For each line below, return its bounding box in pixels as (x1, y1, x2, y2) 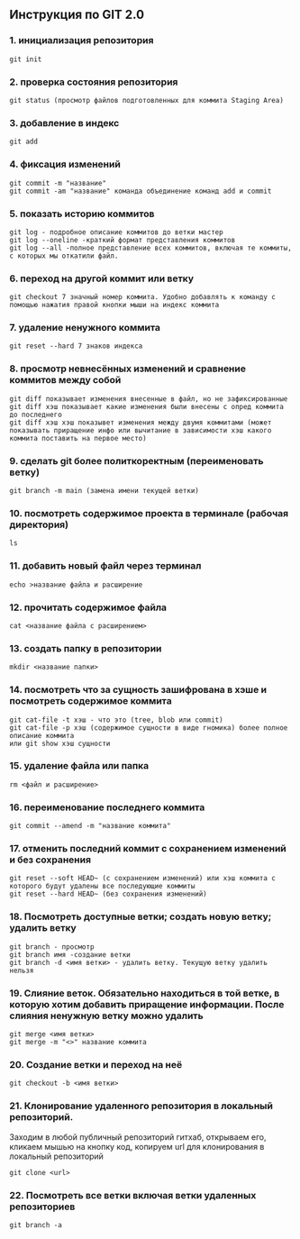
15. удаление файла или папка (9, 760, 150, 772)
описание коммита (9, 731, 75, 740)
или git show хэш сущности (9, 739, 111, 748)
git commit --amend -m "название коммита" (9, 822, 171, 831)
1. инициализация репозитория (9, 34, 154, 47)
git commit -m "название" (9, 178, 106, 187)
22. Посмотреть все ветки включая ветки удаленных (9, 1189, 257, 1201)
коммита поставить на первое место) (9, 433, 147, 442)
